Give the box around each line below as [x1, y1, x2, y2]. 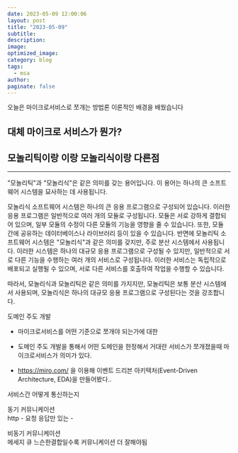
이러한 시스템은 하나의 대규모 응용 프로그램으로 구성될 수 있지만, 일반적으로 [16, 247, 223, 256]
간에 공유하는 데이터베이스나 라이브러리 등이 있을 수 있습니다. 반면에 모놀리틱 [7, 229, 220, 238]
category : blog [7, 57, 52, 64]
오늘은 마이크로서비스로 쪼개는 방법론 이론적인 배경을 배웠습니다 [7, 103, 184, 112]
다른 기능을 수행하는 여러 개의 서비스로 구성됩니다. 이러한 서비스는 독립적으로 [14, 256, 227, 264]
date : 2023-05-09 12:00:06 [7, 10, 87, 18]
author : [7, 76, 30, 84]
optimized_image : [7, 50, 59, 57]
